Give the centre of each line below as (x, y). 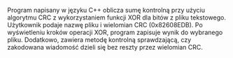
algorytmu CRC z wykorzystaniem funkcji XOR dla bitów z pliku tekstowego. (116, 17)
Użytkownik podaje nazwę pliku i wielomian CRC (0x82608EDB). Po (105, 25)
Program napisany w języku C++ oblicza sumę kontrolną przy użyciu (106, 10)
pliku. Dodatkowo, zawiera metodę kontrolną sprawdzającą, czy (99, 40)
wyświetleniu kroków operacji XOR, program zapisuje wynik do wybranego (115, 32)
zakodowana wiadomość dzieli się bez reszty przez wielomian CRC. (105, 47)
